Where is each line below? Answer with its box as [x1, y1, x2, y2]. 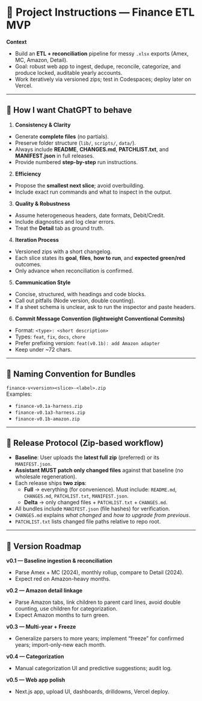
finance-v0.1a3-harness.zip [14, 410, 85, 416]
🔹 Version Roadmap [6, 541, 82, 551]
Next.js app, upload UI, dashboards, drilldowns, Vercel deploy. [14, 688, 170, 696]
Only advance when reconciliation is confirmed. [14, 267, 133, 274]
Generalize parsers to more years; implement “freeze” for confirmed [14, 635, 185, 642]
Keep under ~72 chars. [14, 346, 72, 353]
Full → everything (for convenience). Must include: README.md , [23, 486, 177, 493]
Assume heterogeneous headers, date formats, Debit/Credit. [14, 211, 165, 219]
